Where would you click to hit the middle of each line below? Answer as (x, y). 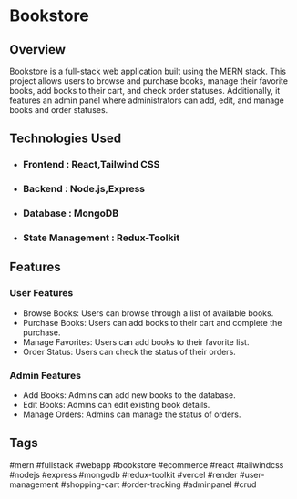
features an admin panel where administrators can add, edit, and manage (147, 100)
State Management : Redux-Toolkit (101, 238)
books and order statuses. (59, 110)
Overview (38, 50)
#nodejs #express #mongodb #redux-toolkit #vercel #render (124, 474)
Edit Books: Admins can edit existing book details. (116, 405)
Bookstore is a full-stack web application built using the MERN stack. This (148, 71)
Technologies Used (65, 139)
